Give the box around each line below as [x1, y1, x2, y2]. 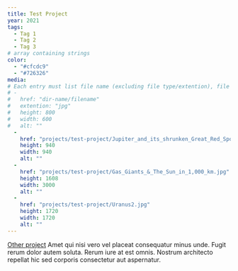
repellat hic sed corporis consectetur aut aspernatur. [7, 255, 161, 264]
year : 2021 [7, 17, 40, 24]
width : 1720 [20, 214, 55, 221]
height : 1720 [20, 208, 59, 215]
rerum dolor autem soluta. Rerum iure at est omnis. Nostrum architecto [7, 248, 214, 256]
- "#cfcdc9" [13, 63, 50, 70]
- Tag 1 [13, 30, 37, 38]
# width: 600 [7, 115, 52, 122]
